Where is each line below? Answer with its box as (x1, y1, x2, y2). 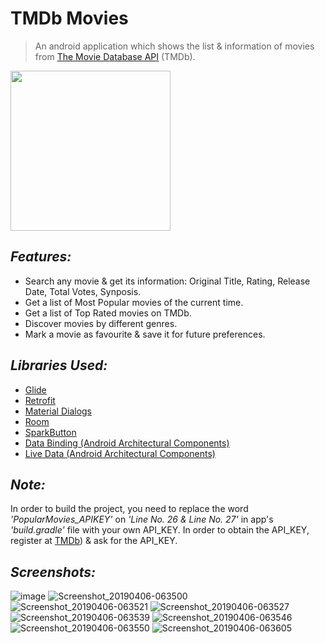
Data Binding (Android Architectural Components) (24, 437, 230, 449)
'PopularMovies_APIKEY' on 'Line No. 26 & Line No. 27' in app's (10, 513, 274, 526)
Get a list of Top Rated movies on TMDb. (24, 307, 192, 319)
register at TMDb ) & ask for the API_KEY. (10, 535, 178, 547)
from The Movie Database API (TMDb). (34, 50, 196, 62)
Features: (10, 248, 72, 266)
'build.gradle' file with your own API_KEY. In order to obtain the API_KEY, (10, 524, 310, 536)
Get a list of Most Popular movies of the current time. (24, 296, 244, 308)
